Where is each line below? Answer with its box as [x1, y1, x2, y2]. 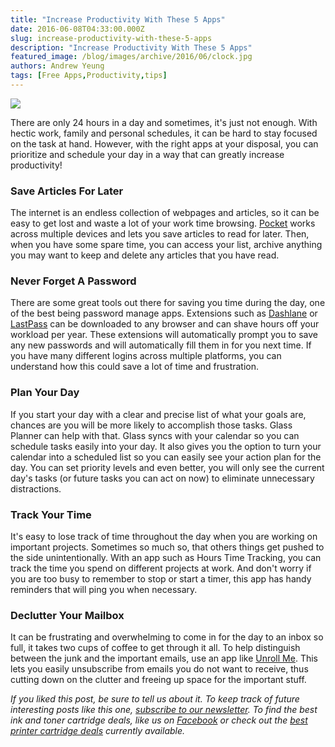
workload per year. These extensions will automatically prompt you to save [10, 329, 318, 341]
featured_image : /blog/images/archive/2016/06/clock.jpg [10, 52, 253, 62]
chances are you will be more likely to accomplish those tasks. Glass [10, 419, 293, 431]
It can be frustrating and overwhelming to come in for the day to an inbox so [10, 631, 324, 643]
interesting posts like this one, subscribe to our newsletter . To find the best [10, 704, 318, 716]
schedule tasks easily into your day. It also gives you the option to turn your [10, 440, 322, 452]
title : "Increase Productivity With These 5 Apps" [10, 14, 226, 25]
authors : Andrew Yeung [10, 61, 105, 71]
